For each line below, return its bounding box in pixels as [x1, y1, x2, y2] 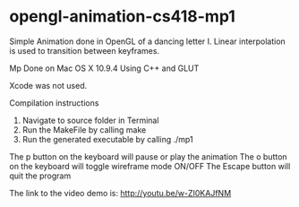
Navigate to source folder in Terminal [21, 115, 159, 125]
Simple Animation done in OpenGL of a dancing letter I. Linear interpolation [9, 36, 286, 47]
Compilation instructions [9, 97, 99, 108]
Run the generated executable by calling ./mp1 [21, 134, 194, 144]
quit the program [9, 170, 72, 181]
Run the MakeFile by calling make [21, 124, 147, 135]
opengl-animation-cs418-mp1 [9, 6, 235, 27]
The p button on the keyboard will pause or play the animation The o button [9, 151, 288, 162]
